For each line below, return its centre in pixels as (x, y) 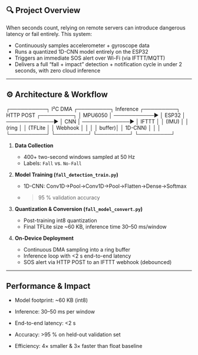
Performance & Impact (48, 286)
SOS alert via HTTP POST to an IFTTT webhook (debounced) (98, 262)
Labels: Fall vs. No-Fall (52, 163)
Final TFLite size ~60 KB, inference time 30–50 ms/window (95, 226)
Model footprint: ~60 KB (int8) (51, 300)
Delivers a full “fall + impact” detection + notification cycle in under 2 (98, 64)
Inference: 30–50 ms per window (55, 312)
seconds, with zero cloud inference (57, 70)
